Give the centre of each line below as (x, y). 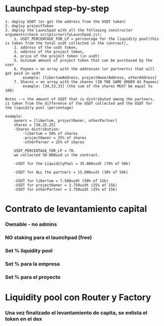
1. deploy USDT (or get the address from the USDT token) (66, 22)
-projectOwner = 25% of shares (55, 138)
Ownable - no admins (31, 224)
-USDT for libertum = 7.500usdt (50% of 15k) (61, 181)
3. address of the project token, (49, 52)
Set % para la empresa (33, 264)
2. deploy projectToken (29, 26)
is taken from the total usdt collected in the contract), (67, 43)
